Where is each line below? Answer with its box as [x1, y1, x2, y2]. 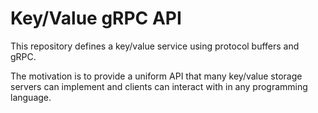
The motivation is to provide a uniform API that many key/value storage [10, 70, 303, 82]
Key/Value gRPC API [10, 7, 182, 30]
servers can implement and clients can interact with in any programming [10, 80, 308, 92]
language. [10, 91, 52, 103]
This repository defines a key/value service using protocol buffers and [10, 40, 300, 52]
